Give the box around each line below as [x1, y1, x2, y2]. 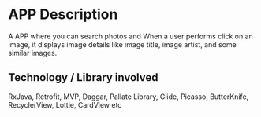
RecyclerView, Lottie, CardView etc [8, 100, 122, 109]
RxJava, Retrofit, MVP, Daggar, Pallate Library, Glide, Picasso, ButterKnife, [8, 92, 249, 101]
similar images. [8, 48, 58, 57]
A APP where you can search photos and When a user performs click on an [8, 31, 254, 41]
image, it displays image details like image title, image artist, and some [8, 39, 237, 49]
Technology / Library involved [8, 71, 158, 84]
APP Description [8, 5, 118, 24]
